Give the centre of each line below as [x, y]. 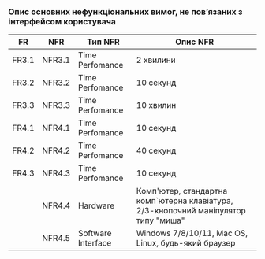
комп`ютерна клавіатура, [185, 201]
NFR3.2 [56, 83]
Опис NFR [194, 42]
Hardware [96, 205]
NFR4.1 [56, 128]
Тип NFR [103, 42]
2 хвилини [156, 60]
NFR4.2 [56, 150]
